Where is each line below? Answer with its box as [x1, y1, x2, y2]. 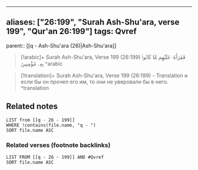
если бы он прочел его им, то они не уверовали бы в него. [20, 78, 169, 85]
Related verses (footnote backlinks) [6, 141, 111, 149]
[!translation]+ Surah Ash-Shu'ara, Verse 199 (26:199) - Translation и [20, 72, 188, 79]
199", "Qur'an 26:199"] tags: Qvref [6, 26, 137, 36]
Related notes [6, 101, 58, 112]
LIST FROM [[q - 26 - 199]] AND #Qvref [6, 154, 104, 160]
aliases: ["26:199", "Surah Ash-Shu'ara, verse [6, 17, 180, 27]
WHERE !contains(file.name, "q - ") [6, 122, 96, 128]
